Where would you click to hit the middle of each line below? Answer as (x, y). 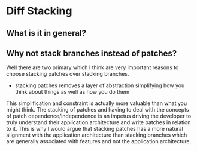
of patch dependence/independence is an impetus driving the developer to (99, 116)
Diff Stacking (39, 11)
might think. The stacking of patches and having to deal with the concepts (98, 110)
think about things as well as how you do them (72, 92)
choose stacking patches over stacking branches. (68, 74)
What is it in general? (46, 33)
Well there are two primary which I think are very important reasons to (93, 67)
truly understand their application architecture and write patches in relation (99, 122)
